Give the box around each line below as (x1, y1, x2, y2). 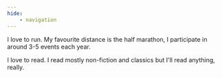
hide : (7, 10, 23, 17)
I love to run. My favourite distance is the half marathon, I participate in (7, 35, 208, 43)
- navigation (19, 16, 57, 23)
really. (7, 63, 25, 71)
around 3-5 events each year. (7, 42, 91, 51)
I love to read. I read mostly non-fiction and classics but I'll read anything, (7, 55, 215, 64)
